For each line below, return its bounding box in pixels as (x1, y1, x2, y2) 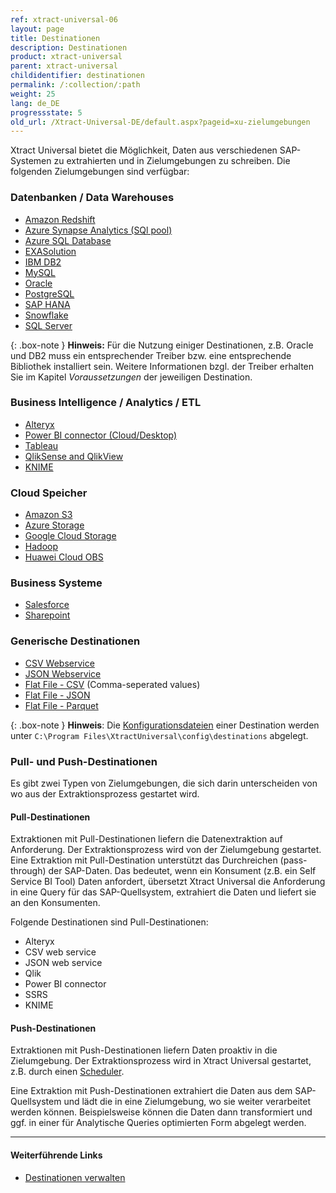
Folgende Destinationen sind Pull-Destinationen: (10, 916, 209, 928)
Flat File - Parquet (24, 699, 99, 711)
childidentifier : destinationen (10, 71, 145, 81)
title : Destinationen (10, 33, 101, 43)
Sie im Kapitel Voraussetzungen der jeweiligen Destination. (10, 371, 253, 383)
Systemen (10, 155, 52, 167)
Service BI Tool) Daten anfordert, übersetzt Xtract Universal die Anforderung (10, 876, 326, 888)
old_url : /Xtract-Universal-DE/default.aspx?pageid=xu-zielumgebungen (10, 117, 311, 127)
